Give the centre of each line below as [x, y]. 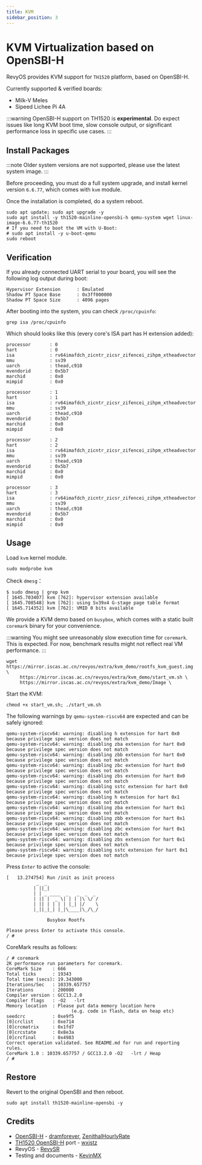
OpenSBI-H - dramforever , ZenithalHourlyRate [72, 1136]
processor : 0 [32, 345]
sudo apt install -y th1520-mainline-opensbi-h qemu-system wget [90, 218]
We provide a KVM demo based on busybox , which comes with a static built [100, 619]
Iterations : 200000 [40, 990]
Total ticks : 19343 [39, 974]
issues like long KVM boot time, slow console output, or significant [89, 125]
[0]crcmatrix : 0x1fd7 [40, 1027]
